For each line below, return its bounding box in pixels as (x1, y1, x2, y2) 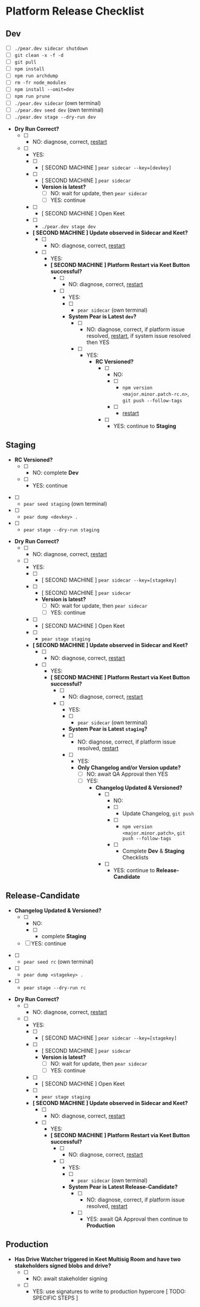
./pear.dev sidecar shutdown (14, 45, 88, 52)
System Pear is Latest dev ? (68, 312, 137, 320)
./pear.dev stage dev (41, 223, 96, 230)
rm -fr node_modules (14, 80, 66, 86)
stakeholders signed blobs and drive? (14, 1262, 111, 1269)
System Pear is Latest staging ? (68, 725, 147, 732)
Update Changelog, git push (122, 810, 195, 817)
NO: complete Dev (32, 469, 79, 476)
